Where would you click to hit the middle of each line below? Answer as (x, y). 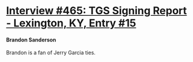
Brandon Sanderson (31, 40)
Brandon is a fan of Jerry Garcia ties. (51, 53)
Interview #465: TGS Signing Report (97, 11)
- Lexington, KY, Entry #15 (71, 23)
